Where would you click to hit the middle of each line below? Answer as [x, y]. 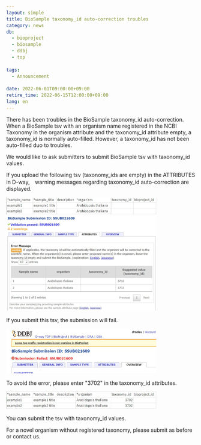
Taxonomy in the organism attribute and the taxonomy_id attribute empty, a [99, 132]
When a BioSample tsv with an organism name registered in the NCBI [91, 126]
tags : [13, 70]
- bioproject [28, 38]
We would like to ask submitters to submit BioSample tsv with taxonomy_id [98, 157]
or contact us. [23, 436]
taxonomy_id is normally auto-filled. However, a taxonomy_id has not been [98, 138]
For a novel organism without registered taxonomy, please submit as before [99, 430]
